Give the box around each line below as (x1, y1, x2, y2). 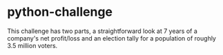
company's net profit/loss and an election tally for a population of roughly (7, 34, 216, 42)
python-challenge (7, 4, 113, 20)
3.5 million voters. (7, 41, 58, 49)
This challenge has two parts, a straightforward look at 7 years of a (7, 27, 198, 35)
